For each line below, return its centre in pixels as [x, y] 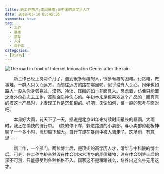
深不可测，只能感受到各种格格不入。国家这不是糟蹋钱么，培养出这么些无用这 [82, 160]
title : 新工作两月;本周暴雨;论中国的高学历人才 [48, 10]
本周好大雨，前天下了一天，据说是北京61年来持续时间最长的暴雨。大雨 [84, 119]
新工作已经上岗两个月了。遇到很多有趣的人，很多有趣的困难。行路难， [84, 79]
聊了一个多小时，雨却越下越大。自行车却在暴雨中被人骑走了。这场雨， [76, 132]
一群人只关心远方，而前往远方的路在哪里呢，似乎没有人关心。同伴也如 [88, 85]
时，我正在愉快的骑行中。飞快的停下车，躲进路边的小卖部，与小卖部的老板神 [82, 126]
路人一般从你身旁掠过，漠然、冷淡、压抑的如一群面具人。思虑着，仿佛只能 [80, 91]
